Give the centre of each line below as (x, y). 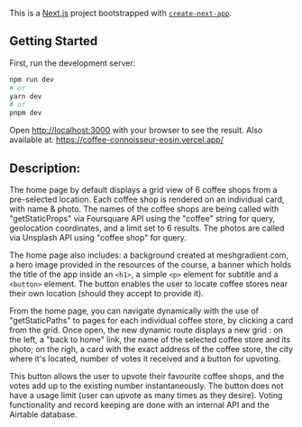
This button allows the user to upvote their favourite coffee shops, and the (147, 376)
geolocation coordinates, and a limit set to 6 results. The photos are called (147, 228)
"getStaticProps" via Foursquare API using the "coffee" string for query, (142, 218)
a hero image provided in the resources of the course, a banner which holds (150, 264)
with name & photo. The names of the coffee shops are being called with (144, 209)
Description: (45, 168)
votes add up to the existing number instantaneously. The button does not (146, 386)
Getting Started (54, 41)
